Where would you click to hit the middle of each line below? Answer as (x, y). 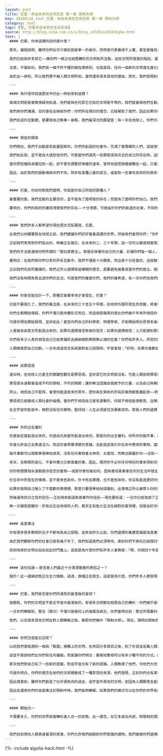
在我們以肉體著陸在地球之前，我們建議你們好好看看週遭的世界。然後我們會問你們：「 (81, 234)
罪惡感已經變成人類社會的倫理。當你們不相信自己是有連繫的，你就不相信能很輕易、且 (81, 401)
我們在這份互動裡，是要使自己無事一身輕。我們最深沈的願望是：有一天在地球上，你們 (81, 120)
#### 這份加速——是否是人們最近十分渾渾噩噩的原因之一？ (58, 568)
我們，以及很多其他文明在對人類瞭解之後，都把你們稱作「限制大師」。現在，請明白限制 (82, 620)
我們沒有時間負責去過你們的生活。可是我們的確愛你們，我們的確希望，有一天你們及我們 (83, 278)
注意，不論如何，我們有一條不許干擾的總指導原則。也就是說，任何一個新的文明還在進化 (83, 68)
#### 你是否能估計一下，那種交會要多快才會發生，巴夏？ (58, 296)
